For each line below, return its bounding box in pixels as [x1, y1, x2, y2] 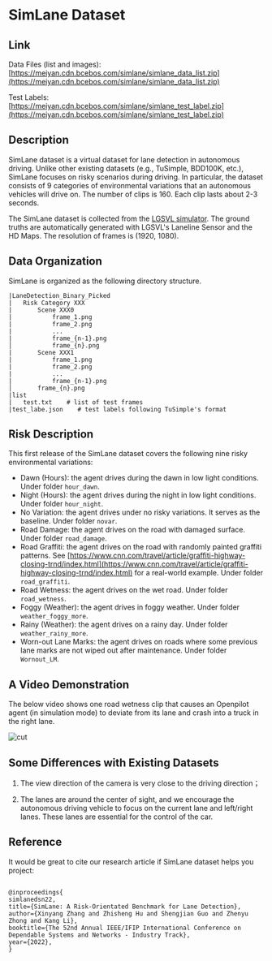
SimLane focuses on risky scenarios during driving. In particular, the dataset [8, 172, 264, 182]
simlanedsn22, [8, 895, 57, 903]
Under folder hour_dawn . [19, 481, 100, 492]
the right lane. [8, 717, 55, 726]
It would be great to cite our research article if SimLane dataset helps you [8, 856, 254, 866]
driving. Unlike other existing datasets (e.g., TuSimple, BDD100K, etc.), [8, 163, 244, 173]
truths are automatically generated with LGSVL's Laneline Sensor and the [8, 222, 253, 232]
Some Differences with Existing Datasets [8, 756, 219, 769]
